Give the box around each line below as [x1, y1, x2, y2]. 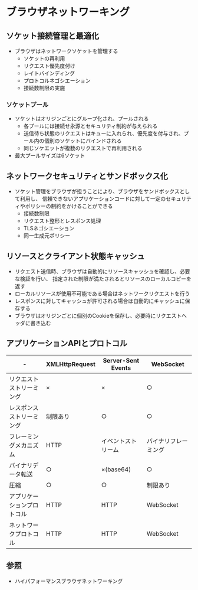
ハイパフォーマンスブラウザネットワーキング [14, 577, 123, 585]
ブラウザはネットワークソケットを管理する [14, 48, 118, 54]
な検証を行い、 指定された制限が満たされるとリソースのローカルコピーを [14, 275, 192, 282]
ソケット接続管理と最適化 [6, 31, 99, 41]
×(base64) [101, 465, 131, 473]
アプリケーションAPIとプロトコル [6, 338, 128, 348]
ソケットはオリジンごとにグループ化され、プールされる [14, 115, 149, 122]
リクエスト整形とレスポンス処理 [23, 217, 101, 224]
